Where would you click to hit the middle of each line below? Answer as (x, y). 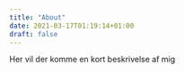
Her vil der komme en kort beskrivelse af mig (92, 60)
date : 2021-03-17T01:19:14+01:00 (72, 26)
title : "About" (38, 17)
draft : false (34, 34)
